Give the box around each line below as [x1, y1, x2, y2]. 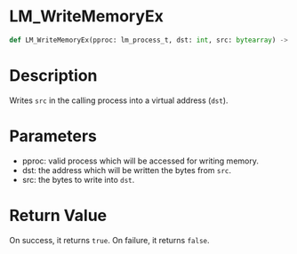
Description [9, 66, 98, 85]
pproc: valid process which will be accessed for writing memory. [21, 155, 260, 166]
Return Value [9, 205, 108, 226]
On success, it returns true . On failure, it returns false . [9, 234, 211, 245]
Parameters [9, 126, 98, 146]
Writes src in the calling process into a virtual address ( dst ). [9, 95, 229, 106]
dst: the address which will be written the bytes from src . [21, 164, 232, 175]
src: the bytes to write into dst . [21, 174, 135, 185]
